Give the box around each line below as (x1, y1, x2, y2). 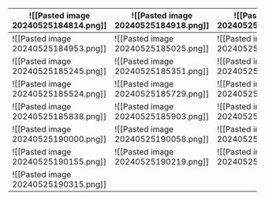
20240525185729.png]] (114, 88, 209, 99)
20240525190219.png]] (114, 157, 209, 167)
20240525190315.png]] (12, 179, 107, 190)
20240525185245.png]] (12, 66, 107, 76)
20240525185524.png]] (12, 88, 107, 99)
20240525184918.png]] (114, 20, 210, 31)
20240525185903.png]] (114, 111, 209, 121)
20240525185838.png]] (12, 111, 107, 121)
